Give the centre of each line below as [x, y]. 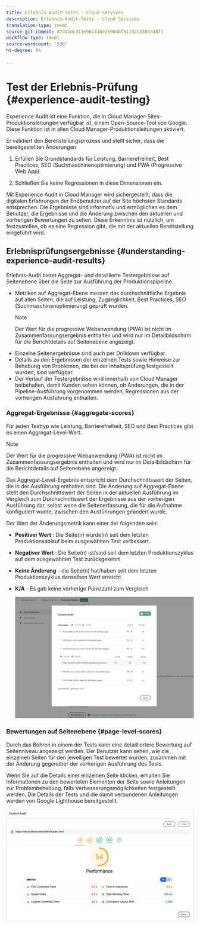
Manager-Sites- [143, 116]
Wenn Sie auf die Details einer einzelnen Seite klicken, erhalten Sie [88, 775]
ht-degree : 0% [24, 51]
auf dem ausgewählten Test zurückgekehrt [67, 559]
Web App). [28, 171]
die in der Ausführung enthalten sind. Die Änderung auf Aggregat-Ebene [95, 486]
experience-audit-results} [56, 261]
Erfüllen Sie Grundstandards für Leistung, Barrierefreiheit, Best [92, 158]
